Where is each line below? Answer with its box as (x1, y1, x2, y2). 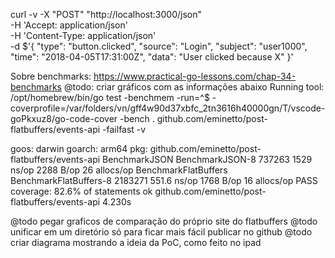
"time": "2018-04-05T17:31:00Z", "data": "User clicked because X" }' (10, 51, 294, 63)
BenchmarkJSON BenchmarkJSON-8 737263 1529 (102, 154, 313, 165)
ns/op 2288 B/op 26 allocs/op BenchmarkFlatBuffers (10, 164, 228, 176)
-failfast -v (102, 124, 147, 135)
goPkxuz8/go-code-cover (10, 113, 118, 124)
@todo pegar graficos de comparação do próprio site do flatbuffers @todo (10, 215, 318, 227)
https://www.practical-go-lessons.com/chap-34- (93, 70, 297, 82)
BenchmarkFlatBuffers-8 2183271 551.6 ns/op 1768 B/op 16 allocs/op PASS (10, 175, 318, 186)
